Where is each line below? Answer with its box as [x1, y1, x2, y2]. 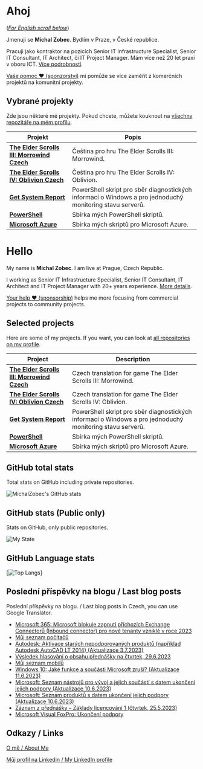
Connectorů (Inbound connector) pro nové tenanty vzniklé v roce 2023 [14, 627, 192, 634]
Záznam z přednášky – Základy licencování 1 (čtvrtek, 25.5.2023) [14, 704, 178, 711]
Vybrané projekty [6, 96, 74, 106]
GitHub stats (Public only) [6, 507, 106, 518]
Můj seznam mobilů [14, 659, 64, 666]
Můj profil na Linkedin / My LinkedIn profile [6, 756, 113, 763]
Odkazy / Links [6, 728, 64, 738]
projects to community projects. [6, 300, 86, 307]
